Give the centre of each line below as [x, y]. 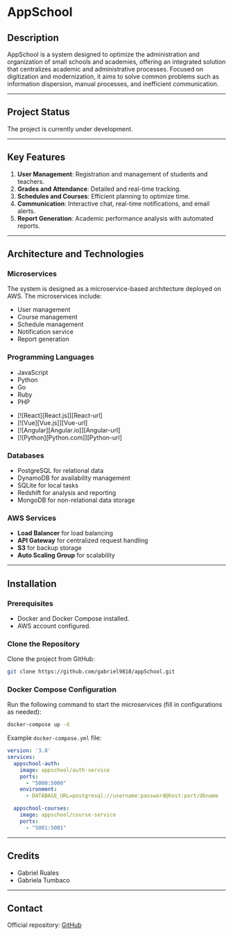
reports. [28, 226]
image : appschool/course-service [68, 815]
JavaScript [33, 372]
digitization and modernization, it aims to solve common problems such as [113, 76]
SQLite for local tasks [48, 485]
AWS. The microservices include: [54, 296]
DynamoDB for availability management [74, 478]
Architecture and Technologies [76, 254]
